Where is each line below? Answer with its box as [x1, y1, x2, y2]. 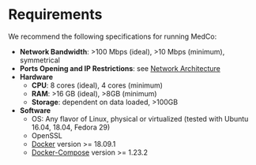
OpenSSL [31, 130, 63, 140]
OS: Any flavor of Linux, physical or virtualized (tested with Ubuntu [31, 114, 249, 123]
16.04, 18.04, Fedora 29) [31, 122, 111, 132]
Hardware [19, 72, 54, 81]
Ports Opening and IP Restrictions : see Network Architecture [19, 63, 221, 73]
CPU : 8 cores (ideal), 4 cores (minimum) [31, 81, 164, 90]
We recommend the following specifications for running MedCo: [8, 32, 217, 41]
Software [19, 105, 51, 115]
